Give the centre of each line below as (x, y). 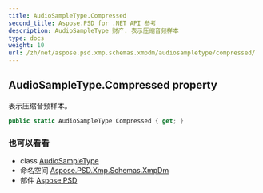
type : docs (26, 38)
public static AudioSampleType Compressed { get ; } (96, 121)
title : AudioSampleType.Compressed (68, 16)
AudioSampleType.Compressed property (113, 85)
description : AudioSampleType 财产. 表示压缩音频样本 (94, 30)
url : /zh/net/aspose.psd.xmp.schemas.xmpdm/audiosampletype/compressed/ (132, 53)
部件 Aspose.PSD (48, 180)
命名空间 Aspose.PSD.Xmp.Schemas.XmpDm (94, 170)
